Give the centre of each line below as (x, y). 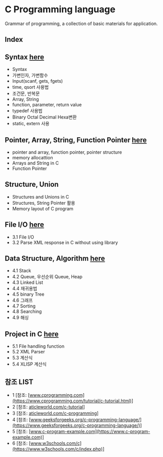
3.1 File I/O (23, 237)
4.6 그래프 (22, 300)
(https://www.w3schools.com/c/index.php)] (58, 449)
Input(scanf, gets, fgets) (38, 81)
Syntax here (25, 57)
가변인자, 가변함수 (30, 76)
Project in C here (32, 334)
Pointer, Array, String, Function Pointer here (76, 140)
